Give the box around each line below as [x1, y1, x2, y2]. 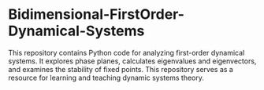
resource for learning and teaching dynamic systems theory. [8, 73, 205, 82]
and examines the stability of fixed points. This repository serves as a [8, 64, 234, 74]
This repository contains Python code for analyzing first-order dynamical [8, 48, 245, 57]
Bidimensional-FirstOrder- [8, 5, 185, 23]
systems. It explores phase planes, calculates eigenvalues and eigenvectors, [8, 56, 257, 66]
